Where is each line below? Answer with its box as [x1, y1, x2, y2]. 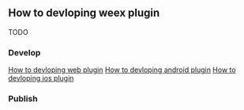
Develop [8, 47, 41, 58]
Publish [8, 93, 38, 104]
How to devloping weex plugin [8, 6, 160, 20]
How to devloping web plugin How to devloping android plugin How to [8, 65, 236, 74]
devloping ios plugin [8, 74, 74, 83]
